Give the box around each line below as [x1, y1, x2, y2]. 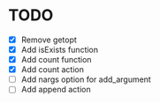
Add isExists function [20, 45, 99, 55]
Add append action [20, 85, 91, 95]
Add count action [20, 64, 85, 75]
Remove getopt [20, 34, 77, 45]
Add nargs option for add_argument [20, 74, 151, 85]
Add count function [20, 55, 92, 65]
